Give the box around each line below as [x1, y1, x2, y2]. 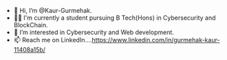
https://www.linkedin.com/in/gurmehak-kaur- [91, 36, 220, 44]
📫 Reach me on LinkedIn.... [13, 36, 92, 44]
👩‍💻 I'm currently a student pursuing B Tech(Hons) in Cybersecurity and [13, 14, 216, 22]
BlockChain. [13, 21, 48, 29]
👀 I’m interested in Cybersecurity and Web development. [13, 28, 174, 36]
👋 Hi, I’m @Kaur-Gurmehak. [13, 7, 92, 14]
